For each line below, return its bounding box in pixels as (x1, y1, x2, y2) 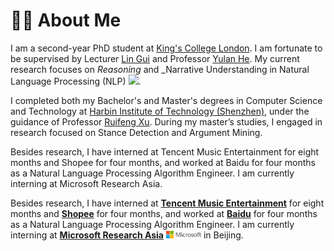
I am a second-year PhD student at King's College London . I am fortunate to (10, 42, 323, 54)
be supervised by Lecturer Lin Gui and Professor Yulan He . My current (10, 52, 300, 64)
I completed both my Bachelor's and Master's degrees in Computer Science (10, 94, 323, 106)
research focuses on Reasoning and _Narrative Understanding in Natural (10, 63, 310, 75)
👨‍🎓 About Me (10, 9, 122, 32)
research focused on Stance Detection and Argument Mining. (10, 126, 263, 138)
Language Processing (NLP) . (10, 75, 142, 87)
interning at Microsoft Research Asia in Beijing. (10, 229, 244, 241)
